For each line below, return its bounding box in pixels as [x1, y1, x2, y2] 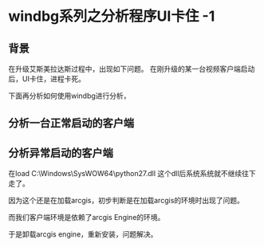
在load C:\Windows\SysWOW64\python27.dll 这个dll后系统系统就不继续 [8, 169, 242, 178]
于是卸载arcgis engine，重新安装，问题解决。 [8, 229, 158, 239]
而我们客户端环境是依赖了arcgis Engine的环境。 [8, 213, 165, 222]
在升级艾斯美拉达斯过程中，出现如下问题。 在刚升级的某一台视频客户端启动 [8, 65, 255, 73]
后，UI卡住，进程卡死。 [8, 74, 86, 84]
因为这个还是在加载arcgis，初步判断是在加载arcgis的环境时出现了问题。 [8, 196, 245, 206]
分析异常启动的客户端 [8, 146, 113, 159]
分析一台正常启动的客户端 [8, 116, 134, 130]
